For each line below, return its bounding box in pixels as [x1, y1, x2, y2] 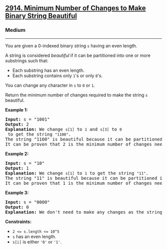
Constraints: [5, 219, 32, 225]
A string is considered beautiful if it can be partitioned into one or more [5, 52, 151, 58]
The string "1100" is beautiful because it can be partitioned [5, 136, 163, 142]
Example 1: [5, 107, 28, 113]
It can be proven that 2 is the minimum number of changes [5, 141, 153, 147]
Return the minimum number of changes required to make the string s [5, 92, 148, 98]
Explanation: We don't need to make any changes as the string [5, 209, 163, 215]
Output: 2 [5, 122, 29, 127]
